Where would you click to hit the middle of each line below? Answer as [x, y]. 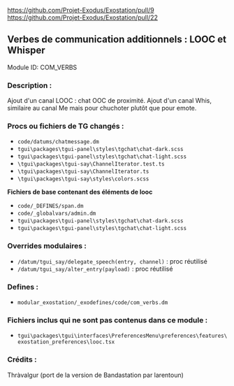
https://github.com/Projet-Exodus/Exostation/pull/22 [83, 17]
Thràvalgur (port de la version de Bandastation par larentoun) [95, 375]
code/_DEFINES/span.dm [50, 206]
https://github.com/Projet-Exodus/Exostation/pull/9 [81, 10]
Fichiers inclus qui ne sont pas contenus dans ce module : [108, 320]
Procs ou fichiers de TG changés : [66, 127]
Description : [30, 85]
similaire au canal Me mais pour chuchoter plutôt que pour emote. [102, 108]
